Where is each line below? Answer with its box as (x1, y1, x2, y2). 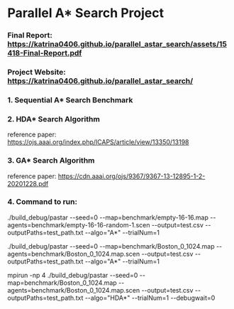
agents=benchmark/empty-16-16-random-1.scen (7, 220, 150, 229)
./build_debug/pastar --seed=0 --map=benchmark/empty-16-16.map (7, 213, 209, 222)
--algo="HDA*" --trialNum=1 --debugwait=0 (84, 293, 216, 302)
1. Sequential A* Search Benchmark (7, 94, 133, 104)
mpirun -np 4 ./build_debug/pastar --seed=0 (7, 271, 138, 279)
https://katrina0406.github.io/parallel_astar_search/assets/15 (7, 39, 227, 49)
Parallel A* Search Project (7, 5, 165, 21)
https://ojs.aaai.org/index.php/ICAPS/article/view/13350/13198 (7, 138, 189, 146)
